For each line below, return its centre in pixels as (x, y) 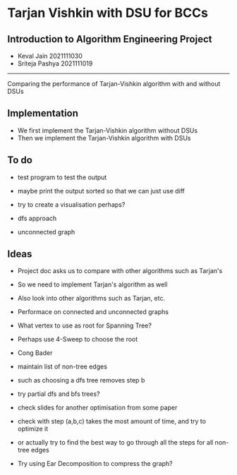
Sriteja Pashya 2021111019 (55, 64)
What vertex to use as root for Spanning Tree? (84, 325)
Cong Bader (35, 353)
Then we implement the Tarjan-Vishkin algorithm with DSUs (104, 138)
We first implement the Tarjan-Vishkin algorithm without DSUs (108, 130)
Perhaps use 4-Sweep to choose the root (78, 339)
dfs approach (37, 218)
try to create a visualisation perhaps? (71, 204)
